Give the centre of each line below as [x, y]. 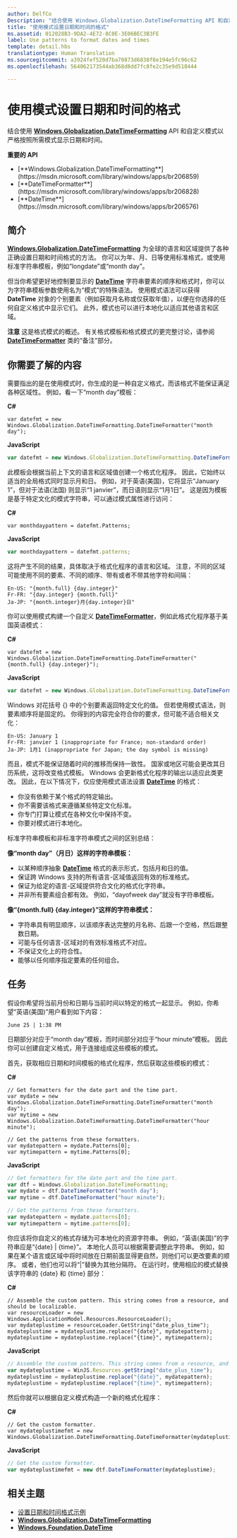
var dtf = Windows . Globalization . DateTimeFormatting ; [88, 1184]
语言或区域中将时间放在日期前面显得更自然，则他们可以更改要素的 [127, 1255]
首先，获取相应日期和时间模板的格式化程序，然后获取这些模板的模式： [109, 1063]
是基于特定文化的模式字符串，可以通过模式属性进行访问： [91, 499]
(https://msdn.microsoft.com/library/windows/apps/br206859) [108, 176]
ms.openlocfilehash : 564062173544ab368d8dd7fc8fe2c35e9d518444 [102, 66]
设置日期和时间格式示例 [51, 1512]
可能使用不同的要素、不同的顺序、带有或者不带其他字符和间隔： [100, 575]
